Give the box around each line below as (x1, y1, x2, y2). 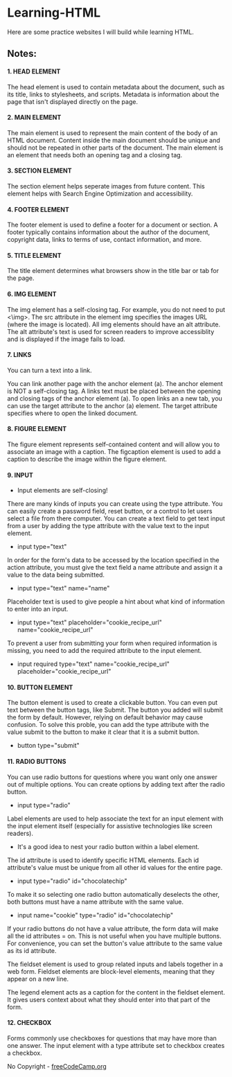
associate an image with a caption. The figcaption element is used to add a (7, 447, 222, 455)
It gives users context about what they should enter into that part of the (7, 995, 211, 1004)
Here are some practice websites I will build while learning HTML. (7, 28, 194, 36)
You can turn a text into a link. (7, 366, 92, 374)
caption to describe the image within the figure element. (7, 455, 168, 463)
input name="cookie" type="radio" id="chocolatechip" (17, 911, 174, 919)
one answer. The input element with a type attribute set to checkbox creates (7, 1041, 225, 1049)
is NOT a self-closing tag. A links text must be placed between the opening (7, 387, 221, 395)
